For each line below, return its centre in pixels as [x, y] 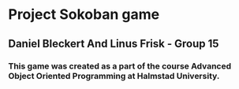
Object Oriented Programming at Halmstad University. [114, 76]
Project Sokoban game [84, 15]
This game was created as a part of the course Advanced [120, 66]
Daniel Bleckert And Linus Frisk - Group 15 [114, 44]
